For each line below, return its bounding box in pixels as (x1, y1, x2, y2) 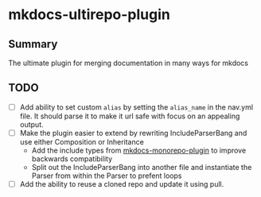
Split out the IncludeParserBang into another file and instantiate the (31, 162, 252, 172)
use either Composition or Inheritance (19, 137, 145, 146)
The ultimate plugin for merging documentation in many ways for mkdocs (8, 58, 249, 68)
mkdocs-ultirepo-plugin (8, 6, 171, 24)
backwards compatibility (31, 153, 113, 164)
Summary (8, 37, 58, 51)
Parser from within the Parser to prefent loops (31, 171, 182, 180)
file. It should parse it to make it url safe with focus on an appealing (19, 111, 240, 121)
